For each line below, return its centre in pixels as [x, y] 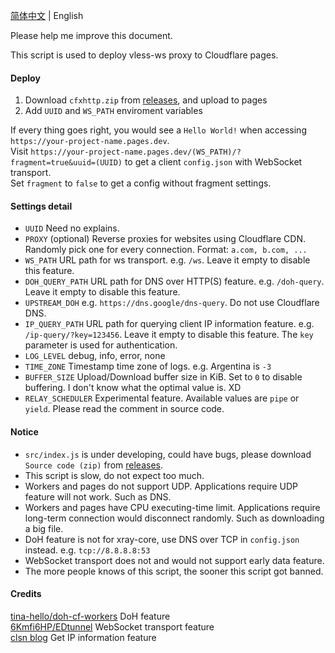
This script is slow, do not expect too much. [114, 475]
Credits [26, 594]
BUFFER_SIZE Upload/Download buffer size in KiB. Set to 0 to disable [163, 377]
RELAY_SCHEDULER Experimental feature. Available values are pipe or [162, 398]
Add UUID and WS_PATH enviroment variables [113, 111]
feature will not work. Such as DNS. [98, 496]
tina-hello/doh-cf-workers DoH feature [90, 616]
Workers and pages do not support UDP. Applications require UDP [161, 486]
